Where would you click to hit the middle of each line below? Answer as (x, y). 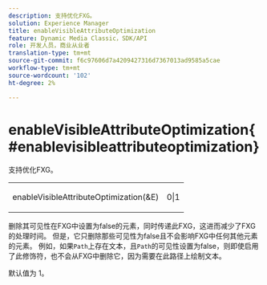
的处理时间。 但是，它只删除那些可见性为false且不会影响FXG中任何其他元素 (133, 236)
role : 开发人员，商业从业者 (49, 46)
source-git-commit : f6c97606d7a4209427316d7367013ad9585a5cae (114, 61)
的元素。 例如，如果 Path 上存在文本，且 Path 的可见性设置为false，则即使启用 (133, 246)
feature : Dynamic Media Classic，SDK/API (78, 38)
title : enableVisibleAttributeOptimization (82, 31)
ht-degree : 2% (32, 83)
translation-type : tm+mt (50, 53)
